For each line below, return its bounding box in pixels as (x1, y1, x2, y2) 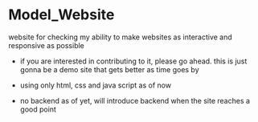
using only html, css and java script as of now (19, 80, 171, 90)
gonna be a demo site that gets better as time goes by (19, 64, 199, 74)
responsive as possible (8, 40, 84, 50)
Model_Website (8, 6, 115, 24)
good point (19, 104, 56, 114)
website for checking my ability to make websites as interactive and (8, 32, 233, 42)
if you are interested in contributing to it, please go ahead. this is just (19, 56, 248, 66)
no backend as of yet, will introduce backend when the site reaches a (19, 96, 251, 105)
